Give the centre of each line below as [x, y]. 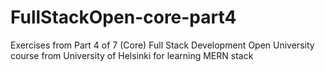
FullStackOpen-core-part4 [123, 17]
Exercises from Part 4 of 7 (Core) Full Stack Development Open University [162, 45]
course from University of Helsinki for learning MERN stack [132, 55]
